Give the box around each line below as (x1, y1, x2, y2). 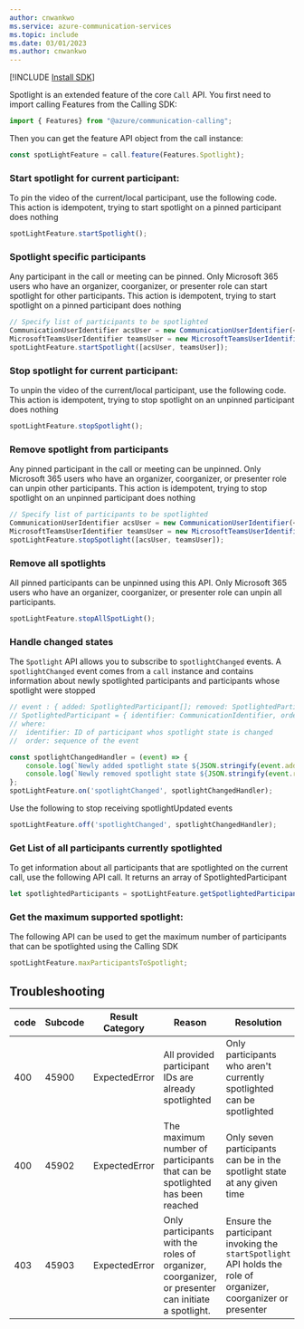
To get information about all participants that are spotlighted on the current (9, 862, 289, 873)
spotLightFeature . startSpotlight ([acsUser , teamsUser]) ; (9, 342, 229, 352)
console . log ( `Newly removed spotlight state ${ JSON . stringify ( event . (25, 769, 294, 779)
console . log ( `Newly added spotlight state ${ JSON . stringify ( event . (25, 761, 285, 770)
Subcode (44, 1016, 85, 1029)
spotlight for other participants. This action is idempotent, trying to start (9, 291, 276, 302)
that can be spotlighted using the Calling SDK (9, 941, 179, 952)
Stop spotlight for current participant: (9, 364, 178, 377)
